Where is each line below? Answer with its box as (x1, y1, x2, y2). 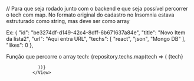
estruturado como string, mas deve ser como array (6, 18, 130, 24)
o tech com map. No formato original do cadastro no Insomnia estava (6, 11, 175, 18)
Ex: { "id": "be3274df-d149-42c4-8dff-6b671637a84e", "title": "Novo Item (6, 29, 186, 36)
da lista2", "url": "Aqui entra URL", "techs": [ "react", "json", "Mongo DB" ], (6, 35, 186, 42)
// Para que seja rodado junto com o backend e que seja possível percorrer (6, 5, 189, 12)
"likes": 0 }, (6, 41, 34, 48)
